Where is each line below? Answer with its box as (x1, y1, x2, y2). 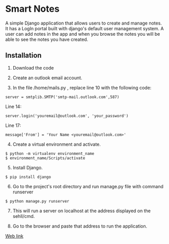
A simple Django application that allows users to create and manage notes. (5, 20, 162, 26)
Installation (5, 51, 42, 60)
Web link (5, 233, 24, 239)
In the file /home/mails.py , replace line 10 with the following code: (12, 84, 152, 91)
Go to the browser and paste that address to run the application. (12, 223, 148, 229)
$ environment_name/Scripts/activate (5, 156, 86, 161)
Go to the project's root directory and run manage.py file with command (12, 183, 164, 189)
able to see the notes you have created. (5, 36, 89, 42)
